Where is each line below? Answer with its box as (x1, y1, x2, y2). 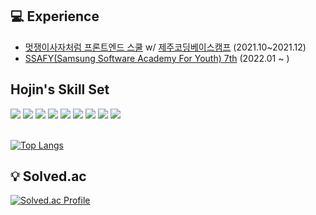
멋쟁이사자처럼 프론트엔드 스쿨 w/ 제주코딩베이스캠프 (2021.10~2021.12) (24, 41, 307, 53)
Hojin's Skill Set (10, 81, 110, 98)
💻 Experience (10, 8, 100, 25)
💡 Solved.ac (10, 168, 87, 185)
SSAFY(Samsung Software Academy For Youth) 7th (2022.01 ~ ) (24, 52, 290, 64)
